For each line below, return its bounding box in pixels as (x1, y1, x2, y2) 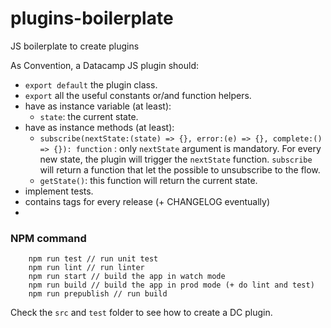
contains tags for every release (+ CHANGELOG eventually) (24, 195, 271, 207)
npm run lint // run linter (28, 263, 145, 273)
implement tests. (24, 185, 94, 197)
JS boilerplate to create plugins (10, 40, 140, 52)
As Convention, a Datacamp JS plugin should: (10, 59, 200, 71)
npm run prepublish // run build (28, 289, 168, 299)
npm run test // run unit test (28, 254, 159, 264)
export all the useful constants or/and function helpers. (24, 89, 252, 101)
